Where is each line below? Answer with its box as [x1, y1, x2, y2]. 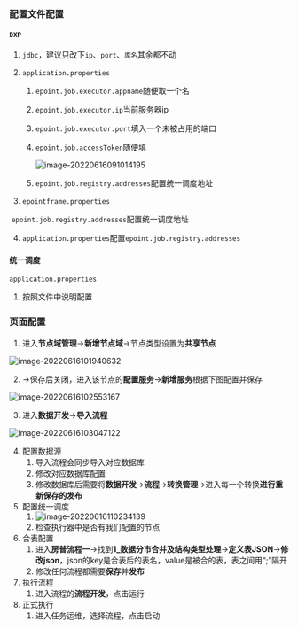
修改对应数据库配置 [35, 468, 106, 478]
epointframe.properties [21, 198, 111, 206]
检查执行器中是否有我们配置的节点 [35, 521, 161, 532]
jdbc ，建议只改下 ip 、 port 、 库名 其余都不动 [21, 50, 177, 60]
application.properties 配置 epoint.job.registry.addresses [21, 233, 241, 244]
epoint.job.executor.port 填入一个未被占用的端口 [35, 123, 217, 134]
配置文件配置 [9, 7, 65, 19]
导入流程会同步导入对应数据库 [35, 456, 145, 467]
